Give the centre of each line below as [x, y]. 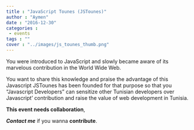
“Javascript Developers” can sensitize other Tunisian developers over [91, 92]
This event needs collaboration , [46, 109]
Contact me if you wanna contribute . [52, 121]
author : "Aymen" [27, 17]
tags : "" [18, 39]
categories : [22, 28]
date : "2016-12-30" [32, 22]
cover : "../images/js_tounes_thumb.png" [58, 45]
